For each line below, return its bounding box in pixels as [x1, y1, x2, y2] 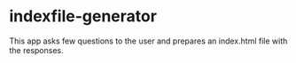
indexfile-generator [9, 6, 158, 27]
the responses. [9, 44, 64, 55]
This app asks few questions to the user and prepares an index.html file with [9, 35, 288, 46]
